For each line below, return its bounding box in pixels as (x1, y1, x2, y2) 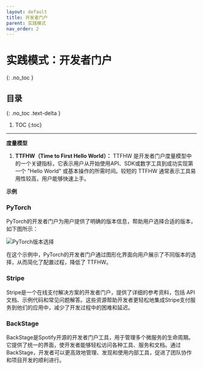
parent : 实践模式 (6, 20, 47, 26)
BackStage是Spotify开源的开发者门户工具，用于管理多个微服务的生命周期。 (6, 333, 194, 341)
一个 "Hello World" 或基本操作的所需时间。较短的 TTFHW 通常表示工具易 (14, 168, 196, 174)
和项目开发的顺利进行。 (6, 356, 65, 364)
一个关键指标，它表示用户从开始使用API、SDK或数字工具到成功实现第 (20, 160, 193, 167)
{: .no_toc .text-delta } (6, 109, 61, 117)
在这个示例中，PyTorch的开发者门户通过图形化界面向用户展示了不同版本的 (6, 251, 191, 258)
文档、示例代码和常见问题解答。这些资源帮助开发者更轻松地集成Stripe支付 (6, 296, 191, 303)
